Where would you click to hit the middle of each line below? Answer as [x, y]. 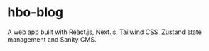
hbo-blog [36, 12]
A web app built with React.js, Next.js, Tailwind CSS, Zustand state [105, 32]
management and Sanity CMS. [52, 39]
